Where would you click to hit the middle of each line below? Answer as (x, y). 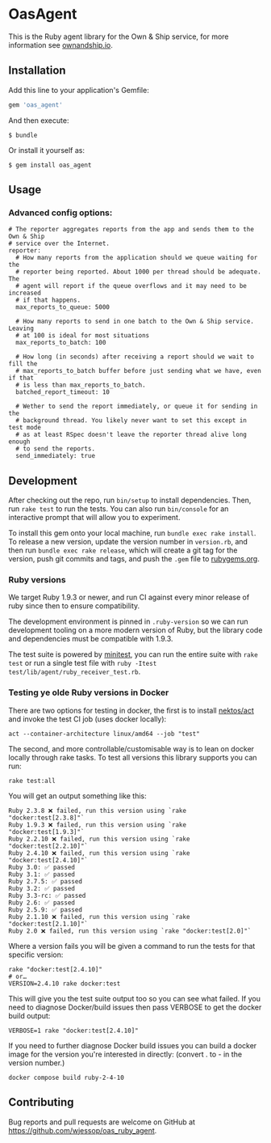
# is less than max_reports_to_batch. (81, 385)
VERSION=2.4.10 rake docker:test (65, 984)
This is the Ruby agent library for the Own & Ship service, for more (119, 36)
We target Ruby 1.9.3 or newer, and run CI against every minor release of (129, 597)
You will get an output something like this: (77, 796)
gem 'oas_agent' (35, 105)
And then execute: (39, 120)
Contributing (41, 1102)
